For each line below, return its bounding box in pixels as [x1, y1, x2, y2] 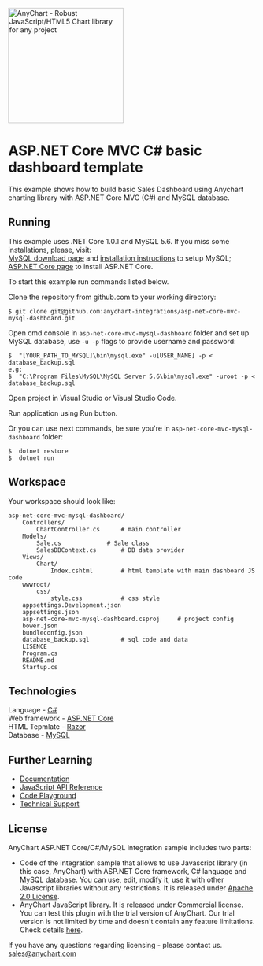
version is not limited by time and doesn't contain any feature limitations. [19, 917, 255, 926]
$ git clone [8, 307, 47, 315]
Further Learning [8, 753, 93, 767]
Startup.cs [22, 663, 58, 671]
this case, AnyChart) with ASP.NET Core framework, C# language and [19, 867, 247, 875]
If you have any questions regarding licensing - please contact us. [8, 941, 223, 949]
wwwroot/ [22, 580, 51, 588]
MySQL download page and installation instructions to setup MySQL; [8, 253, 232, 263]
